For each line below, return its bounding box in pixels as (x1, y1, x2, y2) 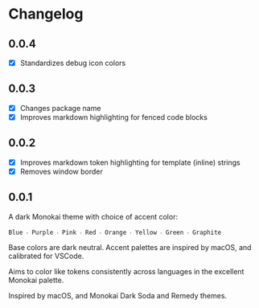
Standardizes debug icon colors (19, 58, 126, 68)
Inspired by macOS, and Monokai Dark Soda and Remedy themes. (8, 290, 228, 300)
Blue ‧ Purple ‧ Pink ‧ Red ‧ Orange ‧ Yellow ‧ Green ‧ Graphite (8, 228, 222, 236)
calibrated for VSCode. (8, 251, 84, 261)
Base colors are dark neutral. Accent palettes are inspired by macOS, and (8, 242, 252, 252)
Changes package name (19, 103, 101, 113)
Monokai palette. (8, 275, 64, 285)
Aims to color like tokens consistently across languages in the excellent (8, 266, 245, 276)
